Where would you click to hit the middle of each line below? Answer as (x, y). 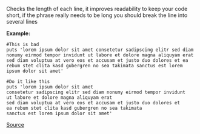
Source (15, 125)
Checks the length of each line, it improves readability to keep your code (97, 9)
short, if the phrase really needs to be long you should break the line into (97, 15)
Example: (18, 33)
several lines (22, 22)
